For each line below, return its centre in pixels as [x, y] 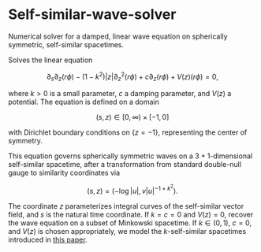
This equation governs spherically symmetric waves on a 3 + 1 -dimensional [130, 156]
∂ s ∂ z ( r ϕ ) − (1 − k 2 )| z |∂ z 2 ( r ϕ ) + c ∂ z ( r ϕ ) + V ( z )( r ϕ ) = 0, [132, 77]
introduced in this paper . [48, 239]
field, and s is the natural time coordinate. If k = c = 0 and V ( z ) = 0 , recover [131, 214]
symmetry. [26, 141]
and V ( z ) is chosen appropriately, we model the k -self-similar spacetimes [127, 231]
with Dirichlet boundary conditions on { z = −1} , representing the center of [128, 132]
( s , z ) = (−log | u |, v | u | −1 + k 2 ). [132, 189]
